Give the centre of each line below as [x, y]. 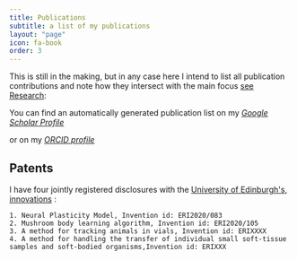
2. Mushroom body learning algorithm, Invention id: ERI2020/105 [134, 223]
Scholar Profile [37, 123]
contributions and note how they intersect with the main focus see [131, 86]
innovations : [33, 199]
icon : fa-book [36, 43]
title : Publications [48, 17]
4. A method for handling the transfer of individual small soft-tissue [148, 238]
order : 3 [26, 51]
